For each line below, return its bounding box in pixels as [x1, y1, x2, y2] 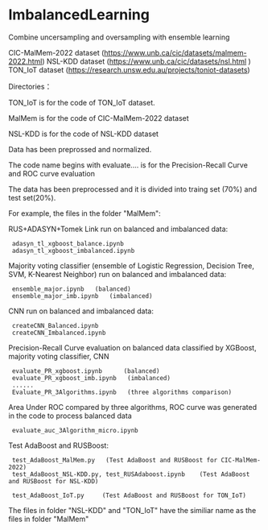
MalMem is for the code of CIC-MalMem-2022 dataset [8, 113, 189, 122]
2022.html [8, 56, 43, 66]
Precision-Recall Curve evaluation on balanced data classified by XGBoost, [8, 342, 257, 352]
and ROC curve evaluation [8, 168, 95, 178]
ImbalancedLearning [8, 6, 150, 24]
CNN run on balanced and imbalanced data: [8, 306, 155, 316]
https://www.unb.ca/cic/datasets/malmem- [104, 48, 247, 57]
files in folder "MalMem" [8, 514, 89, 524]
